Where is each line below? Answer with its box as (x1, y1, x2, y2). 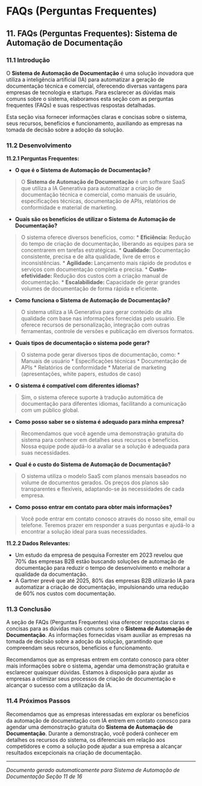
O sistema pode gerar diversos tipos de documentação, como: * (20, 351, 180, 359)
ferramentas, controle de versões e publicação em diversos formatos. (20, 328, 194, 335)
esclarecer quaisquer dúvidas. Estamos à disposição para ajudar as (6, 669, 174, 676)
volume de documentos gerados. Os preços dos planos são (20, 479, 170, 487)
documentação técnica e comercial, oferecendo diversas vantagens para (6, 82, 188, 89)
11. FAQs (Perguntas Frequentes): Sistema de (6, 28, 178, 39)
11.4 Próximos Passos (6, 697, 71, 705)
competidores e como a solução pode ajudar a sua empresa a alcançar (6, 743, 182, 750)
